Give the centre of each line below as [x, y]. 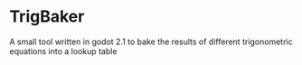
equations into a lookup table [63, 51]
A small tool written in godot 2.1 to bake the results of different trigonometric [151, 42]
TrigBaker [47, 17]
